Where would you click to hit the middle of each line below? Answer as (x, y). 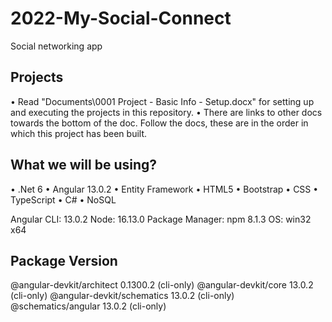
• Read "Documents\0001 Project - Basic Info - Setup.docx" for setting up (162, 101)
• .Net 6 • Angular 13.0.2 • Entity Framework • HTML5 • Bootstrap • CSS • (164, 189)
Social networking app (56, 46)
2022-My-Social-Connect (121, 18)
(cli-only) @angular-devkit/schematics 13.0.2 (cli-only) (122, 296)
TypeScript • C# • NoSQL (63, 199)
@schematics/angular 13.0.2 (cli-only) (88, 306)
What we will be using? (84, 165)
